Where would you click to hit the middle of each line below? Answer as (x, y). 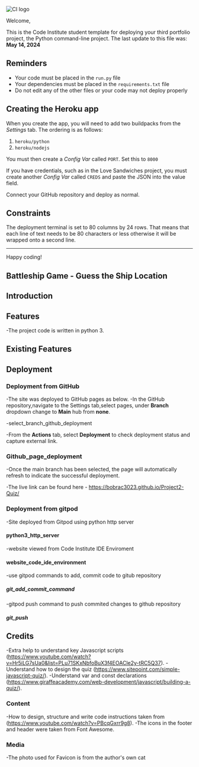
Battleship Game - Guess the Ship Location (87, 276)
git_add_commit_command (41, 589)
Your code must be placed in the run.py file (68, 78)
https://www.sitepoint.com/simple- (138, 669)
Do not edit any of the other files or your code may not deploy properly (101, 90)
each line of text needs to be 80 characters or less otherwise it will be (91, 234)
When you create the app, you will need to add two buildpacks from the (93, 123)
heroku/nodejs (32, 148)
